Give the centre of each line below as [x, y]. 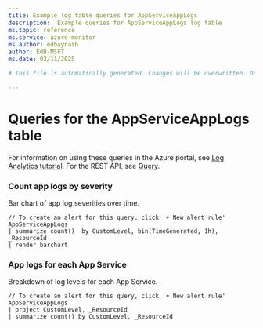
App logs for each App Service [68, 264]
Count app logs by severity [61, 186]
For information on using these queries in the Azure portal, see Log [116, 157]
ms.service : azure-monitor [52, 37]
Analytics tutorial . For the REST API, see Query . [84, 166]
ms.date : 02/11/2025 [42, 60]
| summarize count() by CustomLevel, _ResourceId [91, 317]
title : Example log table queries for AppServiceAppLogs [103, 15]
